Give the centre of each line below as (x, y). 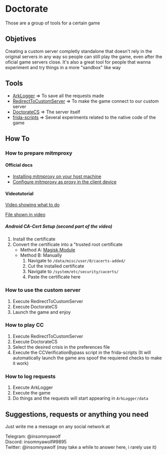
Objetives (21, 39)
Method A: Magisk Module (48, 250)
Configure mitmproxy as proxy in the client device (65, 182)
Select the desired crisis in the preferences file (61, 347)
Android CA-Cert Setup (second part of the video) (59, 226)
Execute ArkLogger (33, 387)
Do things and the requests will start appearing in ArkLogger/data (80, 398)
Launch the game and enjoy (41, 312)
